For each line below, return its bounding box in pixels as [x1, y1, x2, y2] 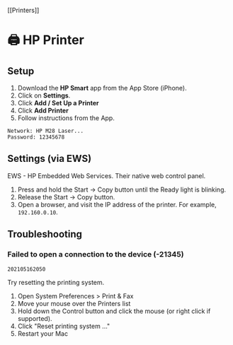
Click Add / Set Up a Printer [17, 99, 99, 107]
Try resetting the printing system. [7, 278, 105, 286]
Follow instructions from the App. [17, 114, 115, 122]
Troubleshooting [7, 228, 83, 240]
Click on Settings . [17, 91, 71, 100]
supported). [17, 314, 52, 322]
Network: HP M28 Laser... [7, 127, 84, 134]
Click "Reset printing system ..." [17, 322, 110, 330]
